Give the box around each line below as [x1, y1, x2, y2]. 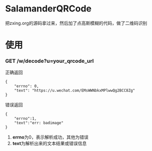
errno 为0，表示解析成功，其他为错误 [12, 134, 88, 140]
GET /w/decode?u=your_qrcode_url [5, 58, 94, 65]
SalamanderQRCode [5, 3, 91, 14]
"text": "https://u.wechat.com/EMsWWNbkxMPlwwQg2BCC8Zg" [14, 88, 135, 93]
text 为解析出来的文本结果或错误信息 [12, 141, 87, 147]
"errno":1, [14, 116, 37, 121]
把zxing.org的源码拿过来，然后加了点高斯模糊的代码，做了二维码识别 [5, 20, 147, 26]
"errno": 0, [14, 84, 39, 89]
